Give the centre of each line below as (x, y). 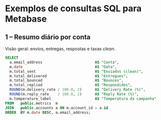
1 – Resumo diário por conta (48, 37)
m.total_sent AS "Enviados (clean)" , (76, 72)
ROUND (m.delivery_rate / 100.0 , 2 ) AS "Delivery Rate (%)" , (78, 90)
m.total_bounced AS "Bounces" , (67, 81)
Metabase (26, 19)
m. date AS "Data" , (63, 67)
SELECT (12, 58)
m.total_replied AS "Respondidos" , (71, 85)
